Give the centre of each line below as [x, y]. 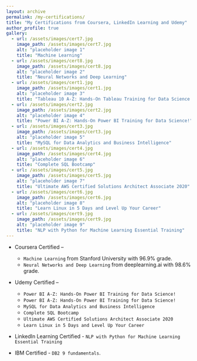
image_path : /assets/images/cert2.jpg [64, 110]
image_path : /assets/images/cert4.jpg [64, 153]
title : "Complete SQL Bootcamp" [56, 165]
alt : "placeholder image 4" [51, 115]
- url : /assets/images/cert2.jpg [52, 104]
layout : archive [26, 11]
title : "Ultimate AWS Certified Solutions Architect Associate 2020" [103, 186]
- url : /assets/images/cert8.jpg [52, 61]
